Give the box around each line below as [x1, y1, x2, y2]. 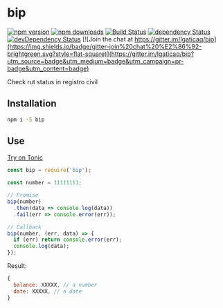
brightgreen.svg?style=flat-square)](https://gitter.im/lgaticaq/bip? [7, 50, 195, 58]
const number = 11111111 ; [7, 180, 82, 186]
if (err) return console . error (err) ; [13, 236, 123, 243]
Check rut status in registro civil [7, 77, 98, 86]
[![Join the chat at [82, 35, 134, 43]
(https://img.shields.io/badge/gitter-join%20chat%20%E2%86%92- [7, 42, 202, 50]
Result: [7, 262, 27, 270]
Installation [7, 98, 57, 110]
